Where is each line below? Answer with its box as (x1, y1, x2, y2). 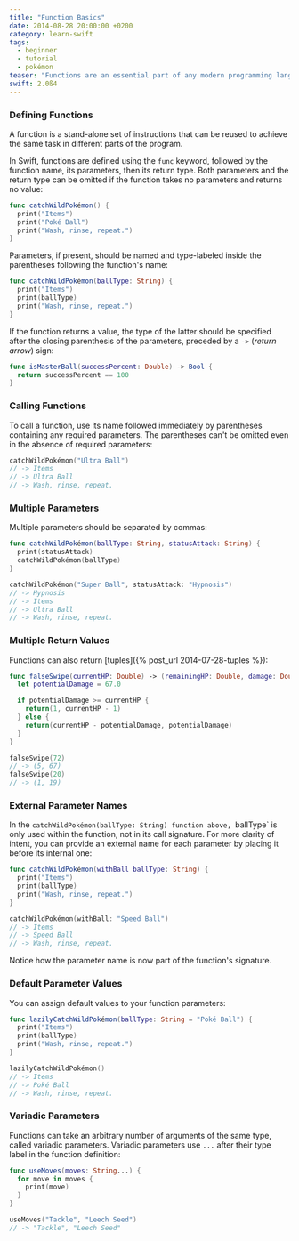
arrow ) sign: (9, 344, 54, 356)
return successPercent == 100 (17, 370, 129, 379)
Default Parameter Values (9, 978, 123, 990)
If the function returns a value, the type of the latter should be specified (9, 326, 271, 336)
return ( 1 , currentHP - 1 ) (25, 705, 122, 713)
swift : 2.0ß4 (9, 79, 58, 88)
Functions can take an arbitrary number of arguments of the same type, (9, 1130, 271, 1140)
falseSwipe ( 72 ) (9, 753, 66, 762)
